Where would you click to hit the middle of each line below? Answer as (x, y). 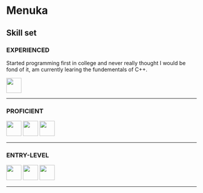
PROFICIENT (25, 111)
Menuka (27, 11)
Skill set (21, 33)
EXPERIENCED (28, 50)
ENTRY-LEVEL (28, 156)
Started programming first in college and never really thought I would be (96, 63)
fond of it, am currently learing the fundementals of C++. (77, 69)
